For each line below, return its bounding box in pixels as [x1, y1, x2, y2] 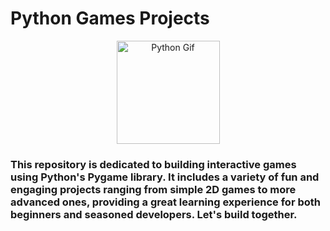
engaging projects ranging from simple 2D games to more [10, 182, 297, 196]
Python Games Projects [10, 7, 210, 30]
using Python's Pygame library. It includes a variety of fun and [10, 170, 320, 184]
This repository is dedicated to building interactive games [10, 157, 297, 171]
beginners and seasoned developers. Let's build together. [10, 207, 298, 221]
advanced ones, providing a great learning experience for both [10, 195, 321, 209]
